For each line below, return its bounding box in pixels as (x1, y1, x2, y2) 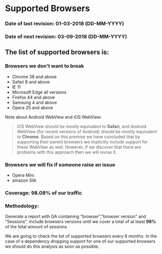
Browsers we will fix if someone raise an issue (5, 161, 116, 168)
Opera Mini (12, 173, 35, 178)
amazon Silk (12, 177, 37, 183)
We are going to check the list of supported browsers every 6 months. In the (5, 233, 157, 239)
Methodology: (5, 202, 39, 209)
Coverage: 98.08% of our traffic (5, 190, 82, 196)
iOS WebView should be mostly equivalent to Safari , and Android (16, 123, 147, 129)
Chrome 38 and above (12, 74, 57, 79)
